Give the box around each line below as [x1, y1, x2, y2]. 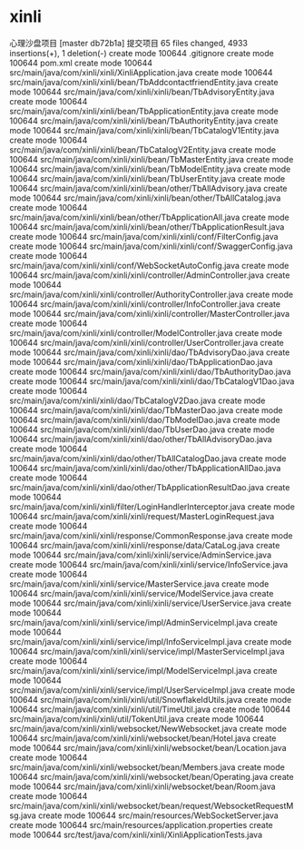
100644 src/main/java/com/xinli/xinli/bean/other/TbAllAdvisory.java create [9, 183, 288, 193]
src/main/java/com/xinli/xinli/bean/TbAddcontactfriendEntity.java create [9, 76, 279, 87]
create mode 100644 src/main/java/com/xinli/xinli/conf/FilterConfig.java [9, 231, 279, 242]
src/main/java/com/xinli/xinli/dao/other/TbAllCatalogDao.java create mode [9, 452, 287, 464]
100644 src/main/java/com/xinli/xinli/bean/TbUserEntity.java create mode [9, 173, 286, 183]
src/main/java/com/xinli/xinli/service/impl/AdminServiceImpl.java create [9, 617, 279, 627]
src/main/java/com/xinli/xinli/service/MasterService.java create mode [9, 578, 270, 589]
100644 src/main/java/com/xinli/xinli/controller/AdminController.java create [9, 270, 290, 281]
